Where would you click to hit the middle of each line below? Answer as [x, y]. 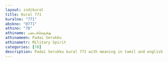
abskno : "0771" [21, 24]
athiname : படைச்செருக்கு [28, 33]
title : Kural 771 [23, 14]
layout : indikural [24, 10]
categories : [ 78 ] [23, 47]
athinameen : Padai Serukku [33, 38]
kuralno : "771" [21, 19]
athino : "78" [19, 28]
